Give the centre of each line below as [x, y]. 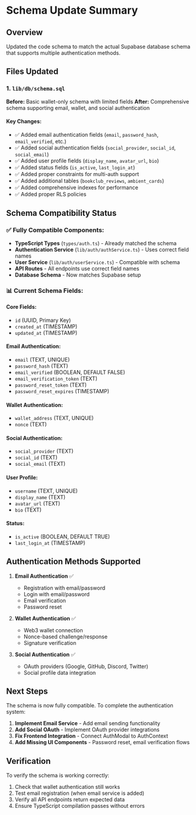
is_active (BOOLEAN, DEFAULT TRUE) [62, 537]
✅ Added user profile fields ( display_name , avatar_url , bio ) [87, 161]
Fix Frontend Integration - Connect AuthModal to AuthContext [91, 736]
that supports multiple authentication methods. [63, 53]
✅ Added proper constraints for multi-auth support [77, 174]
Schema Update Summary [72, 10]
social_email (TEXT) [40, 464]
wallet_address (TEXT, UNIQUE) [54, 418]
